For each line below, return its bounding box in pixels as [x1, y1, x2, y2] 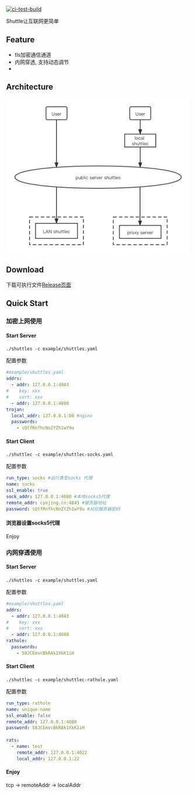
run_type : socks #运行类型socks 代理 [6, 475, 93, 481]
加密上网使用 [6, 317, 43, 325]
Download [6, 265, 44, 275]
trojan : [6, 407, 25, 413]
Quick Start [6, 298, 48, 308]
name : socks [6, 482, 35, 487]
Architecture [6, 82, 54, 92]
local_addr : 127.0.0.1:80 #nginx [11, 413, 93, 418]
